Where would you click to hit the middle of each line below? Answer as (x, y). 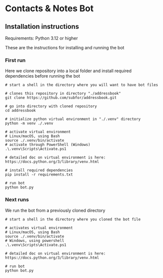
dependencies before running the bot (43, 76)
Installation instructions (42, 27)
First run (15, 60)
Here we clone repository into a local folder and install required (68, 71)
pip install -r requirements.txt (39, 175)
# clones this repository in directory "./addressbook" (63, 94)
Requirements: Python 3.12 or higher (41, 38)
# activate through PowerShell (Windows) (48, 145)
